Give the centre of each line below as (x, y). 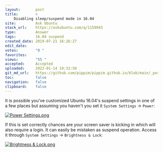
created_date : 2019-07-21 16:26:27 (41, 41)
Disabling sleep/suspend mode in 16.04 (54, 19)
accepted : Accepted (29, 64)
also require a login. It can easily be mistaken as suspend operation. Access (81, 130)
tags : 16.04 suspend (34, 37)
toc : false (26, 77)
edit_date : (16, 46)
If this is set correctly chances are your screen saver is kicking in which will (80, 124)
